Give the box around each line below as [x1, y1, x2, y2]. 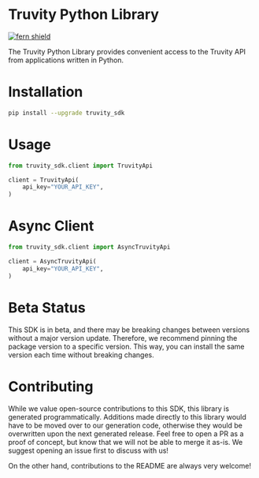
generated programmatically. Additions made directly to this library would [8, 412, 246, 421]
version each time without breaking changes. [8, 349, 155, 360]
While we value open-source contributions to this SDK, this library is [8, 404, 230, 413]
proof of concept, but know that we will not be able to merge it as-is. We [8, 437, 243, 446]
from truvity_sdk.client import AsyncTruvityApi [8, 243, 171, 252]
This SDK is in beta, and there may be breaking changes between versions [8, 325, 250, 334]
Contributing [8, 377, 94, 395]
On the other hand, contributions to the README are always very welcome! [8, 461, 252, 470]
